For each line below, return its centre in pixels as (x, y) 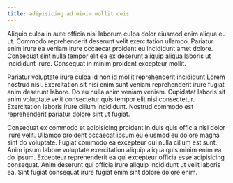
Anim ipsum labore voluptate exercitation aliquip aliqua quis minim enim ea (114, 149)
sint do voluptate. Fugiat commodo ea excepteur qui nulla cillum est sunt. (112, 142)
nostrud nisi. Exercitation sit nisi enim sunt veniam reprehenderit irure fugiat (116, 84)
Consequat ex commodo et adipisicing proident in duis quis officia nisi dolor (116, 127)
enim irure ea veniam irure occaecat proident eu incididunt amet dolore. (110, 48)
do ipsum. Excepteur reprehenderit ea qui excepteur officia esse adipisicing (116, 157)
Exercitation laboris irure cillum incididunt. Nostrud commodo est (100, 106)
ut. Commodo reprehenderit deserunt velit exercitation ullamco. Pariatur (111, 41)
